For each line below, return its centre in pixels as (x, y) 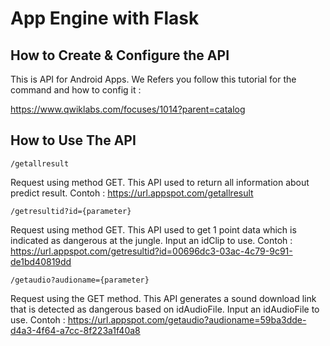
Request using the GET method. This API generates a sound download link (163, 298)
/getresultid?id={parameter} (71, 211)
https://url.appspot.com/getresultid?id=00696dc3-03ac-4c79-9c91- (151, 251)
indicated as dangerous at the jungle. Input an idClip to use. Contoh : (151, 240)
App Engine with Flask (105, 18)
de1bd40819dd (41, 261)
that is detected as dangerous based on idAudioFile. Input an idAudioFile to (165, 309)
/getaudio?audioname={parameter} (80, 280)
